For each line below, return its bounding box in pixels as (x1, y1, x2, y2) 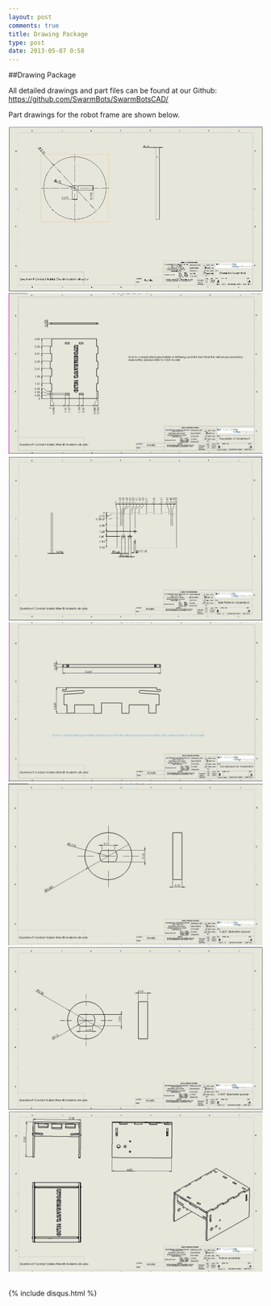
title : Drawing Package (8, 30, 89, 38)
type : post (8, 39, 45, 47)
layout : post (8, 13, 52, 21)
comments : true (8, 21, 60, 30)
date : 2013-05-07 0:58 (8, 47, 85, 56)
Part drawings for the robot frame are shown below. (8, 110, 180, 120)
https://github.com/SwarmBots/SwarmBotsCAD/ (8, 94, 169, 104)
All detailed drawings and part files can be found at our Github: (8, 85, 218, 96)
